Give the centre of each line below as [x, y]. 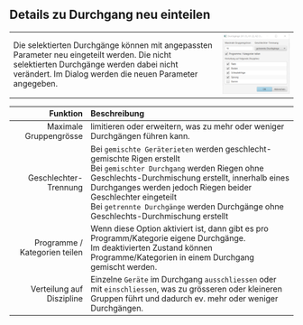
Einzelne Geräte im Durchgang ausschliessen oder [184, 280]
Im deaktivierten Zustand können [152, 247]
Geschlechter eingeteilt [134, 197]
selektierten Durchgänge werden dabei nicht [96, 65]
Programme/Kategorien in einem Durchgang [173, 257]
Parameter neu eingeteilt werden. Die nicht [92, 55]
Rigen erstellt [156, 158]
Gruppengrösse [54, 136]
